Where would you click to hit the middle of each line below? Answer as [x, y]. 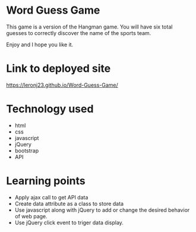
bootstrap [27, 150]
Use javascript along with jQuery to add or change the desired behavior [102, 210]
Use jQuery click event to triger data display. [69, 223]
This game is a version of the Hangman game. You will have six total [89, 27]
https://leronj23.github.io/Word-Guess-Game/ [62, 85]
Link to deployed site [59, 69]
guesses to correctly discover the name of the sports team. [79, 33]
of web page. [31, 216]
